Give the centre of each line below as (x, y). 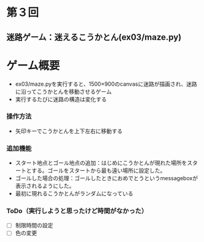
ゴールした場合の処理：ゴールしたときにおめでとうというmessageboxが (106, 178)
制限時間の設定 (34, 225)
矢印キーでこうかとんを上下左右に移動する (69, 131)
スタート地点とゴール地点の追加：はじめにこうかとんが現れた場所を (101, 163)
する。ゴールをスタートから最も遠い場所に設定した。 (99, 171)
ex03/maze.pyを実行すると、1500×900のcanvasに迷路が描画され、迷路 (106, 84)
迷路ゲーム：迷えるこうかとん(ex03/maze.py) (94, 37)
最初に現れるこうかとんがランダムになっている (74, 194)
